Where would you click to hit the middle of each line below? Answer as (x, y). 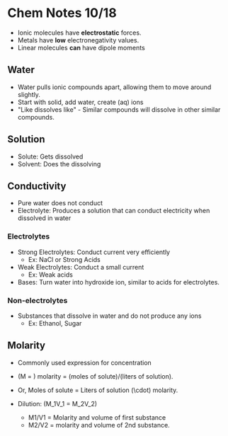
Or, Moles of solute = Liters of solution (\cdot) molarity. (98, 390)
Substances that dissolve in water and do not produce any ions (109, 316)
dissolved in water (44, 218)
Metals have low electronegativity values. (78, 40)
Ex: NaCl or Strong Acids (64, 259)
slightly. (29, 94)
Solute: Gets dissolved (50, 156)
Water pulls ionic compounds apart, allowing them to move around (114, 87)
